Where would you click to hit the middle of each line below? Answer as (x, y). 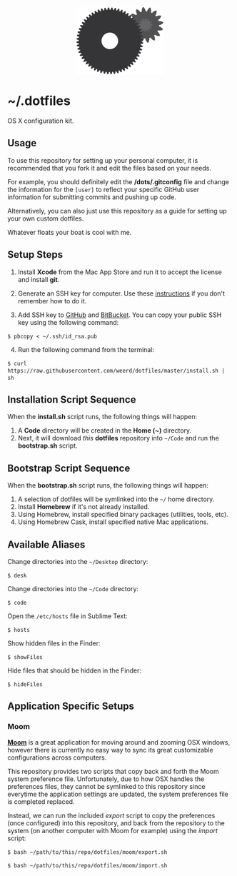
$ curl (17, 363)
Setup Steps (35, 255)
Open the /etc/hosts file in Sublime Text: (68, 616)
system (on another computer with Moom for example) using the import (112, 830)
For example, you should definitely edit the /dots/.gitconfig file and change (118, 181)
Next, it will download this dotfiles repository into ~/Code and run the (118, 438)
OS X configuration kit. (41, 121)
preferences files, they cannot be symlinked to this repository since (106, 786)
